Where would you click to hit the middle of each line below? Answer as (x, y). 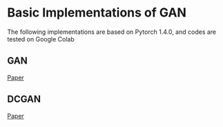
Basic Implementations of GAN (97, 13)
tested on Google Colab (41, 39)
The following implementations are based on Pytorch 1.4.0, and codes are (112, 32)
